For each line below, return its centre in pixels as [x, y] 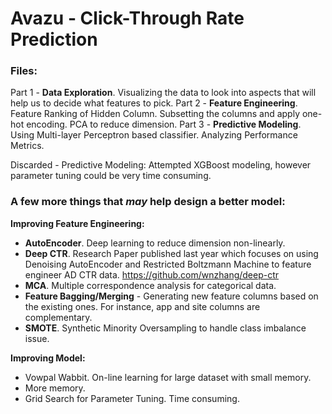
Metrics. [27, 146]
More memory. [55, 388]
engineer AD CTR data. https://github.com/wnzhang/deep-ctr [152, 274]
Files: [24, 71]
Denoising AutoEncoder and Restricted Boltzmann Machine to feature [168, 264]
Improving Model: [48, 358]
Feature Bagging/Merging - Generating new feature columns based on [171, 296]
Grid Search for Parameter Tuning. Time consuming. [132, 398]
